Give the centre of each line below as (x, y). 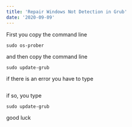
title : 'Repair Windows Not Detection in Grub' (67, 12)
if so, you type (24, 95)
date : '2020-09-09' (31, 17)
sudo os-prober (25, 46)
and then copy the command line (47, 56)
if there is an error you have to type (50, 78)
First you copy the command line (47, 34)
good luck (19, 117)
